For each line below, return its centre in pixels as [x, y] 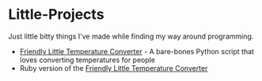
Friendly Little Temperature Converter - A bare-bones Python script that [137, 51]
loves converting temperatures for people [87, 60]
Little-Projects [56, 15]
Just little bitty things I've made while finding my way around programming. [131, 36]
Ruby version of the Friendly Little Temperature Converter [114, 68]
